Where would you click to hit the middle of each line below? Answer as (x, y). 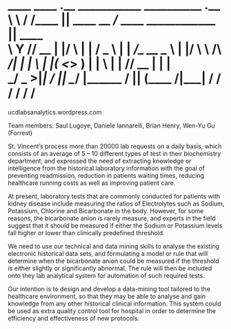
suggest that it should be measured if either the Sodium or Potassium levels (115, 226)
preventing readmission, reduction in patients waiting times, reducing (106, 175)
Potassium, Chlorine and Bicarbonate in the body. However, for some (106, 210)
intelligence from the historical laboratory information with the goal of (107, 168)
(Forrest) (20, 132)
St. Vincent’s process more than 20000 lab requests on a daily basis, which (115, 146)
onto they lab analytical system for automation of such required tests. (107, 275)
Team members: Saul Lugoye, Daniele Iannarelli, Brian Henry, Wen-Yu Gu (112, 126)
